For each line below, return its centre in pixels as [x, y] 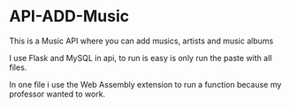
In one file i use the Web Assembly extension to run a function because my [145, 84]
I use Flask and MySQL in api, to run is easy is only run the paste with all [141, 58]
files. [18, 67]
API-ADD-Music [69, 16]
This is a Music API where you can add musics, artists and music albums [141, 41]
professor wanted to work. [57, 94]
